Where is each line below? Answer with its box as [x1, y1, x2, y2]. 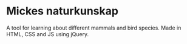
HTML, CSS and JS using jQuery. [6, 30, 89, 37]
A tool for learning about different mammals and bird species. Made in [6, 24, 182, 31]
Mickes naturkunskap [6, 4, 118, 18]
